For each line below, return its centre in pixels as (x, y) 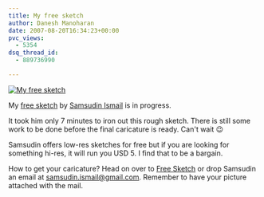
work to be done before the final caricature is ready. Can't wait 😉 (116, 129)
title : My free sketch (46, 16)
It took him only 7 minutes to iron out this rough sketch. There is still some (130, 120)
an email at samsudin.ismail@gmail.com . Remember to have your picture (128, 177)
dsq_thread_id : (33, 53)
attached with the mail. (46, 185)
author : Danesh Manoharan (51, 23)
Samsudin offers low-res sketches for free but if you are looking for (119, 144)
